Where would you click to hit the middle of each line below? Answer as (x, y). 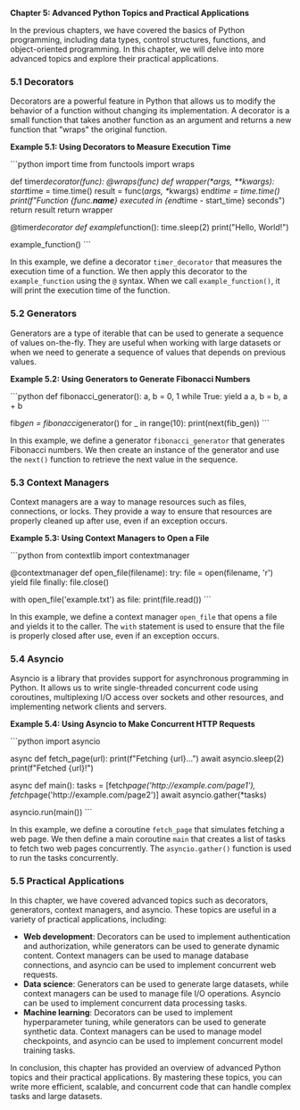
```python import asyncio (55, 741)
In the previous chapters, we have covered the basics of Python (127, 30)
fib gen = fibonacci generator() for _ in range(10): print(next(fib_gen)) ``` (140, 422)
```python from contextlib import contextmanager (100, 555)
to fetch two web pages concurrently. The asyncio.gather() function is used (151, 848)
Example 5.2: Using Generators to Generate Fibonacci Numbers (130, 379)
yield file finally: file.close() (60, 582)
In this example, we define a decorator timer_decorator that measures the (146, 262)
